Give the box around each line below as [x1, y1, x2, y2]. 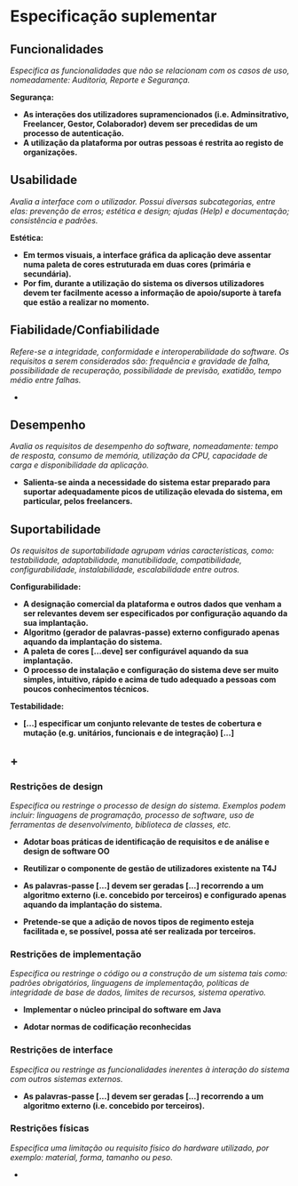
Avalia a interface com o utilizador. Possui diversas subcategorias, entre [10, 196, 276, 206]
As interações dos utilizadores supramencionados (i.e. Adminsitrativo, [22, 109, 289, 119]
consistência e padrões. [10, 215, 98, 226]
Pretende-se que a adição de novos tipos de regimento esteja [22, 916, 255, 926]
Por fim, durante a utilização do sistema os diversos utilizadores [22, 277, 265, 288]
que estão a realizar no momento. [22, 296, 150, 308]
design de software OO [22, 845, 110, 856]
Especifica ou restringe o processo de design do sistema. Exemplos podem [10, 800, 286, 811]
